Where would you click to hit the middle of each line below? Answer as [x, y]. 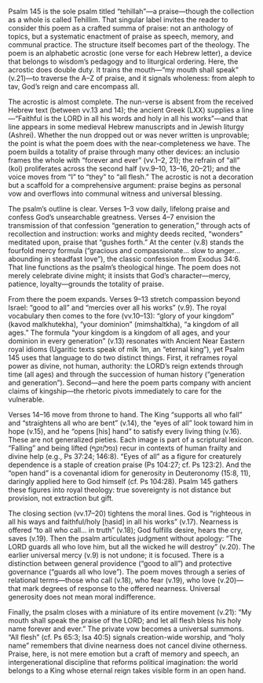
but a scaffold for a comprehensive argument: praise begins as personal [125, 185]
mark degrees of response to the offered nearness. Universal [121, 588]
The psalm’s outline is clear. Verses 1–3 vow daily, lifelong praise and [119, 209]
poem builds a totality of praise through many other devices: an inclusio [124, 152]
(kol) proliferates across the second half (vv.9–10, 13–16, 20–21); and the [124, 169]
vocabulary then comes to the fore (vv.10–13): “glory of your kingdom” [121, 316]
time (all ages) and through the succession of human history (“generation [126, 374]
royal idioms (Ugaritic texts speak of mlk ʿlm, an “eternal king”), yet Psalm [126, 349]
